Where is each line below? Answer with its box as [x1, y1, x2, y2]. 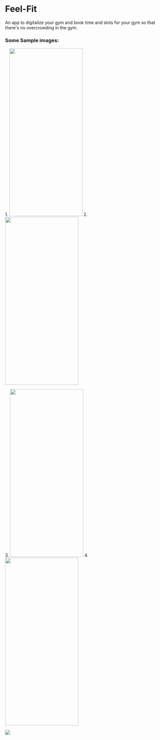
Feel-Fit [5, 3, 37, 15]
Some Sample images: [5, 37, 60, 43]
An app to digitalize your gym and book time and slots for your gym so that [5, 20, 155, 25]
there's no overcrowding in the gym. [5, 24, 78, 30]
